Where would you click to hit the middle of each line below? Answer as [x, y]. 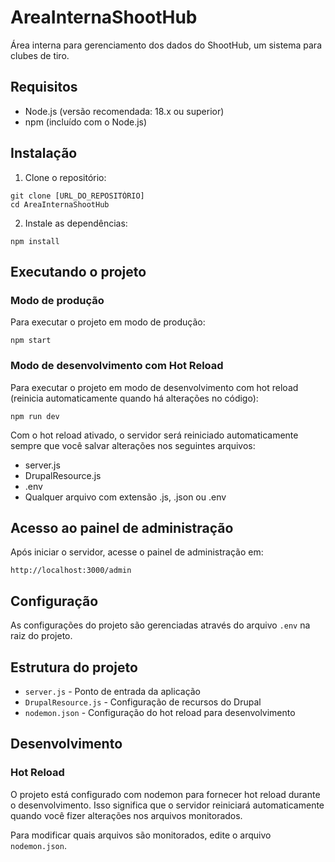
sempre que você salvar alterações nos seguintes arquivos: [133, 445]
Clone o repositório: [65, 177]
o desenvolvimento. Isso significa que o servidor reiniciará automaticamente [167, 805]
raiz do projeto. [41, 636]
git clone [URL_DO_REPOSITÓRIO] [77, 196]
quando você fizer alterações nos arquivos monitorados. [126, 815]
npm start [31, 341]
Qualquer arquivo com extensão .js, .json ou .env [125, 497]
